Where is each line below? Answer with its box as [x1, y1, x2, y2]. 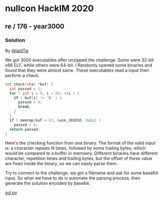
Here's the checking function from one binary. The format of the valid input [5, 140, 156, 146]
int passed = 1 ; [9, 86, 42, 91]
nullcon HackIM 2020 [5, 3, 94, 14]
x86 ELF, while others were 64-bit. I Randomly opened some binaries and [5, 62, 152, 68]
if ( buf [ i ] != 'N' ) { [14, 95, 62, 100]
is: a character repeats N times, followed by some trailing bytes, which [5, 145, 146, 151]
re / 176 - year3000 [5, 22, 65, 31]
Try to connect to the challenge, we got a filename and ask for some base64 [5, 170, 158, 176]
